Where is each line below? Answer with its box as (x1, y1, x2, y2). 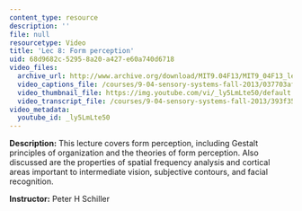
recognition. (9, 176, 54, 187)
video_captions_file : (17, 80, 99, 89)
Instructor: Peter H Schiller (9, 194, 111, 205)
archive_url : (17, 72, 67, 81)
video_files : (9, 64, 58, 73)
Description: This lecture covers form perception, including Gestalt (9, 138, 259, 149)
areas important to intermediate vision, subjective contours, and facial (9, 167, 268, 178)
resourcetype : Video (9, 38, 87, 48)
